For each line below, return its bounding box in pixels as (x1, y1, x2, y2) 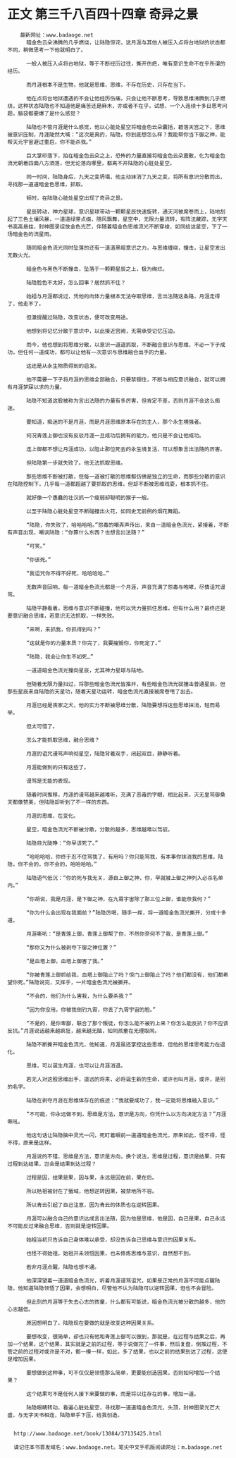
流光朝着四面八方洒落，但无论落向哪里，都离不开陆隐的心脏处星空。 (7, 159, 175, 166)
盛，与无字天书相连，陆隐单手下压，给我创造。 (7, 1411, 123, 1419)
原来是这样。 (23, 1139, 55, 1146)
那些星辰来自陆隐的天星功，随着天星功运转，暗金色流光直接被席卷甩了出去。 (7, 688, 197, 695)
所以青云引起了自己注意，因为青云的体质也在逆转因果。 (25, 1201, 163, 1208)
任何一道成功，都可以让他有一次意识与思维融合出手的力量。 (23, 348, 170, 356)
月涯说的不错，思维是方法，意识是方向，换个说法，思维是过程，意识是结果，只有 (25, 1153, 225, 1160)
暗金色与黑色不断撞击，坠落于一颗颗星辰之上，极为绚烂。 (25, 265, 168, 272)
